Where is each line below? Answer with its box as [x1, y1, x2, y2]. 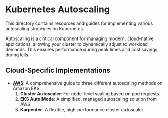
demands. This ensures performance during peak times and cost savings [5, 46, 158, 52]
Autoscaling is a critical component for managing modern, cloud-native [5, 35, 154, 42]
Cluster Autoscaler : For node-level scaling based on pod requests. [20, 90, 161, 97]
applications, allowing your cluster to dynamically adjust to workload [5, 41, 148, 47]
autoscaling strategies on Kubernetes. [5, 25, 85, 31]
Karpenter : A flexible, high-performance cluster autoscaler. [20, 106, 145, 112]
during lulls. [5, 52, 30, 58]
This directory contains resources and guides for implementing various [5, 20, 153, 26]
